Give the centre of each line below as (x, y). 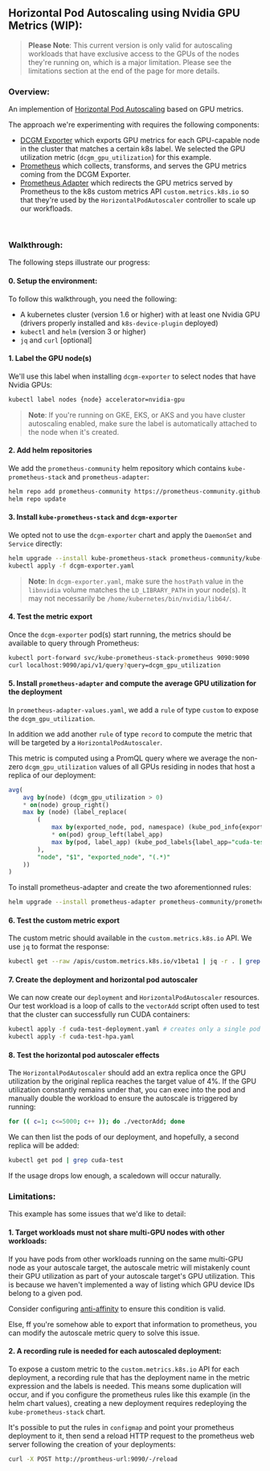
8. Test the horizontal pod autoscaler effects (84, 1055)
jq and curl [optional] (56, 340)
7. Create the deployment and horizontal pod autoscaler (103, 979)
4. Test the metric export (51, 617)
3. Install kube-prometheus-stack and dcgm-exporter (93, 517)
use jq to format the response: (59, 947)
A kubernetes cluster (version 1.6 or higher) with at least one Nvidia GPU (140, 314)
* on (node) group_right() (66, 805)
